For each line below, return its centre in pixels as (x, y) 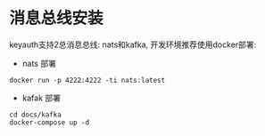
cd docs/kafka (36, 115)
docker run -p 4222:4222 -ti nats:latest (87, 80)
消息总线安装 (57, 18)
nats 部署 (39, 63)
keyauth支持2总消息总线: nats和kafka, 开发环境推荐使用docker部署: (133, 44)
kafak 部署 (41, 98)
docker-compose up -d (50, 122)
